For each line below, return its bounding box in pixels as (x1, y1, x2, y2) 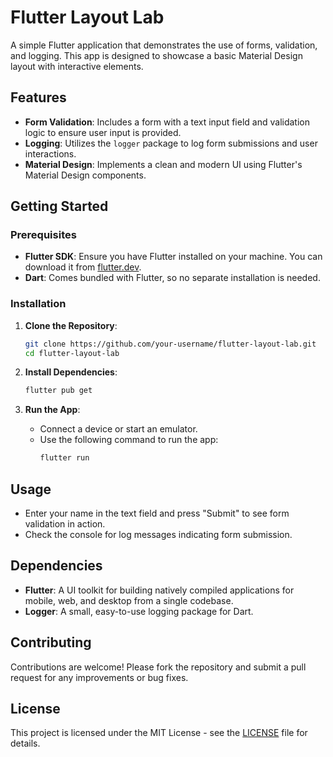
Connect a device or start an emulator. (39, 423, 198, 435)
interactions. (24, 147, 77, 160)
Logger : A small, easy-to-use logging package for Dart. (24, 605, 254, 617)
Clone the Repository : (24, 319, 118, 331)
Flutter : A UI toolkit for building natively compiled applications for (24, 584, 295, 596)
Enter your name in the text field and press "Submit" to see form (24, 507, 290, 520)
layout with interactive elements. (10, 60, 144, 72)
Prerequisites (10, 228, 77, 242)
